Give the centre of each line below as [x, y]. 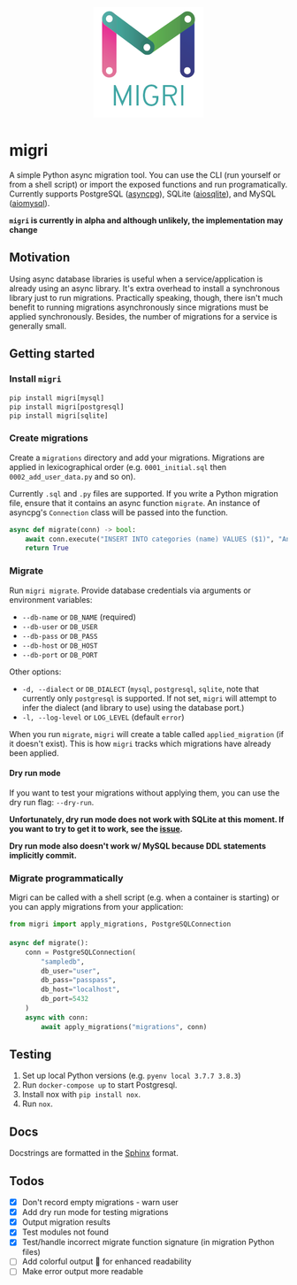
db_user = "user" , [71, 971]
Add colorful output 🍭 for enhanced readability [107, 1262]
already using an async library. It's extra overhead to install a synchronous [145, 288]
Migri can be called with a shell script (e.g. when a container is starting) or [145, 897]
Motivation [40, 258]
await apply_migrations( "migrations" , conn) [124, 1027]
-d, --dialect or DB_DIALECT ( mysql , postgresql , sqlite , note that [140, 689]
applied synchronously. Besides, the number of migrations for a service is [143, 316]
